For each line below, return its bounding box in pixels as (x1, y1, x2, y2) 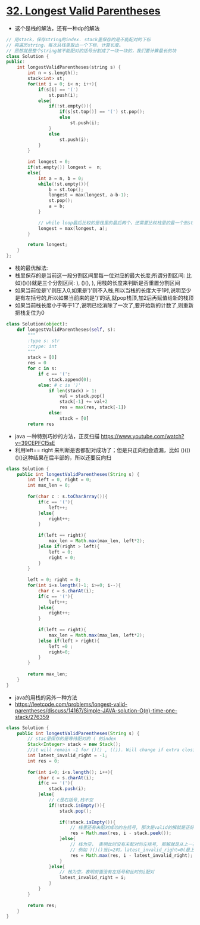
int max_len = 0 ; (27, 483, 70, 488)
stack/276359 (14, 713, 49, 720)
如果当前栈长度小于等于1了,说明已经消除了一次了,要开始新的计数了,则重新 (14, 302, 194, 309)
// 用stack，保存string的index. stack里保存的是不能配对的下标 (6, 36, 151, 42)
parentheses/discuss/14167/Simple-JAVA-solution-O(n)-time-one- (14, 706, 177, 714)
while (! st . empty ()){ (37, 181, 89, 187)
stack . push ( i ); (48, 786, 86, 792)
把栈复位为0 (14, 309, 45, 316)
